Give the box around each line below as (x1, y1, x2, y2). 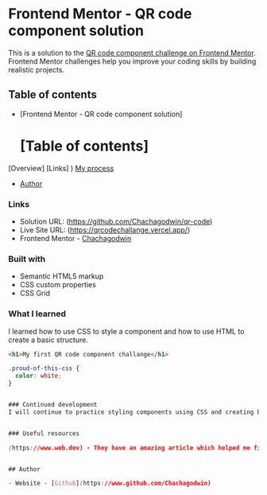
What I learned (8, 308, 66, 319)
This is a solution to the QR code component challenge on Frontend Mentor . (8, 48, 256, 57)
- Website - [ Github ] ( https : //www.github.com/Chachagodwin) (8, 479, 212, 488)
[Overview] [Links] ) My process (8, 163, 114, 173)
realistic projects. (8, 64, 65, 74)
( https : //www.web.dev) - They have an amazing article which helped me (8, 443, 250, 452)
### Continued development (8, 401, 98, 409)
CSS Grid (19, 288, 50, 298)
